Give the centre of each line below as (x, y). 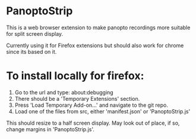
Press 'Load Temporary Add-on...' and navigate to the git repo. (91, 105)
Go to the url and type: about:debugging (64, 92)
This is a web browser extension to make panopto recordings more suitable (98, 27)
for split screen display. (35, 33)
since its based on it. (31, 51)
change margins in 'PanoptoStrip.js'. (50, 129)
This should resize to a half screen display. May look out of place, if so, (93, 123)
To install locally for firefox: (75, 76)
